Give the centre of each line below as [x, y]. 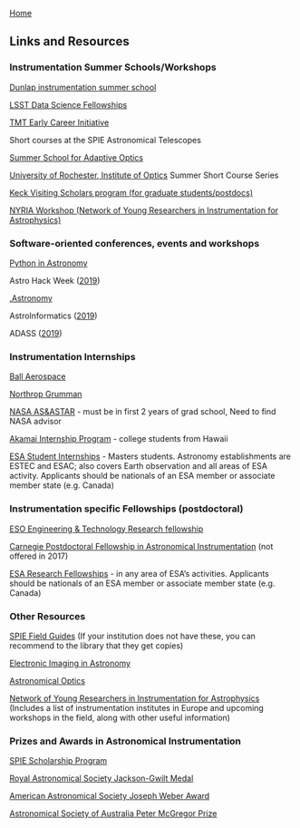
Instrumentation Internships [73, 356]
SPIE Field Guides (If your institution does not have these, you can [133, 636]
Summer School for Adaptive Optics [76, 157]
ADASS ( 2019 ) [36, 333]
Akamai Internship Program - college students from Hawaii [119, 439]
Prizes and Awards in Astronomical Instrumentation [126, 741]
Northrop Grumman [46, 395]
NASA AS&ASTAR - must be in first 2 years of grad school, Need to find [143, 412]
